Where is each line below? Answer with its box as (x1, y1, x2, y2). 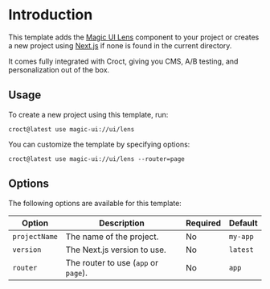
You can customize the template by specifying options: (8, 139, 190, 149)
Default (228, 217, 258, 229)
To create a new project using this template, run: (8, 109, 169, 119)
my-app (228, 232, 255, 241)
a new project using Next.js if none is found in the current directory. (8, 40, 232, 50)
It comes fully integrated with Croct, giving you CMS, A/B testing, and (8, 56, 239, 66)
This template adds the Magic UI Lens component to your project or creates (8, 32, 260, 42)
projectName (12, 232, 59, 241)
